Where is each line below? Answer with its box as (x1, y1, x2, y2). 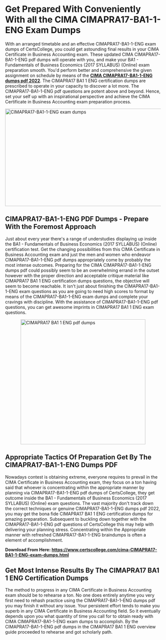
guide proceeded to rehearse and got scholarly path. (5, 629, 113, 635)
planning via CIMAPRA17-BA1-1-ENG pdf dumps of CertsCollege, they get (5, 490, 155, 495)
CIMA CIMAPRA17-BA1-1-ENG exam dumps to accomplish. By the (5, 619, 138, 625)
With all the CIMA (5, 14, 78, 25)
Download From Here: (5, 546, 51, 552)
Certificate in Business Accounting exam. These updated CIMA (5, 51, 133, 57)
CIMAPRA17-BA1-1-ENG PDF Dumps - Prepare (5, 215, 149, 223)
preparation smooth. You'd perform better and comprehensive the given (5, 67, 152, 73)
